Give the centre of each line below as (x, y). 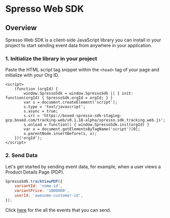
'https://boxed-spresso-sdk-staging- (82, 116)
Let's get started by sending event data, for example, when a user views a (83, 166)
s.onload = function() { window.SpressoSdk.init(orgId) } (87, 125)
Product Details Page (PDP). (35, 172)
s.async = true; (41, 111)
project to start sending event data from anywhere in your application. (79, 45)
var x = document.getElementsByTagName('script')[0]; (82, 129)
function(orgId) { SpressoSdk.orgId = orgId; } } (59, 98)
